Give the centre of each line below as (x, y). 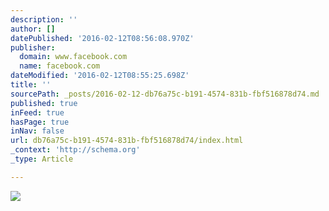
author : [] (33, 29)
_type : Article (42, 159)
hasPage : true (40, 122)
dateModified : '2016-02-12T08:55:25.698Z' (100, 76)
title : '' (31, 85)
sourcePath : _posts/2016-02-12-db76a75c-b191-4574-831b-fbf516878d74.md (165, 94)
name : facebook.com (60, 66)
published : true (44, 103)
